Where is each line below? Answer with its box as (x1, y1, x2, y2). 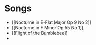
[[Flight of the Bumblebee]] (11, 30, 68, 36)
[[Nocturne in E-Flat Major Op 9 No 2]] (11, 19, 92, 25)
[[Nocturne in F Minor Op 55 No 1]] (11, 24, 83, 30)
